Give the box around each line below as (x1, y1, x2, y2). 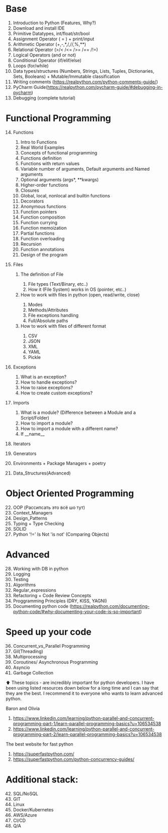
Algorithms (13, 582, 36, 588)
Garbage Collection (13, 669, 54, 675)
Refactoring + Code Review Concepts (13, 592, 92, 598)
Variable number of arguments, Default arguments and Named (20, 166, 150, 172)
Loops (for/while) (13, 63, 49, 69)
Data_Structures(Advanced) (13, 470, 71, 476)
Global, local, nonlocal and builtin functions (20, 192, 110, 198)
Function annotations (20, 246, 64, 252)
